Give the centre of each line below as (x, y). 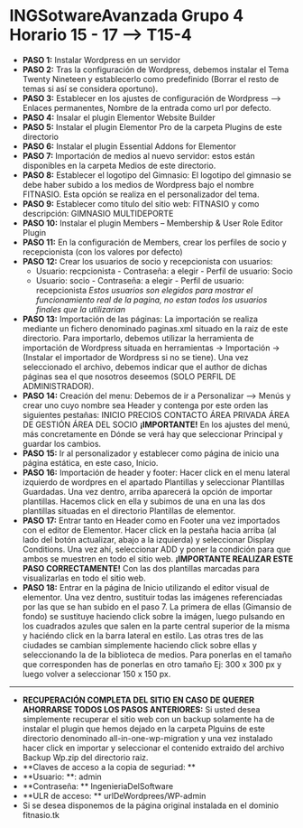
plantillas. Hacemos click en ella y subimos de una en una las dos (144, 501)
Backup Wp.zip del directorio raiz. (85, 757)
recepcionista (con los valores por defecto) (102, 251)
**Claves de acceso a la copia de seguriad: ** (109, 767)
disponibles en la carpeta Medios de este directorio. (119, 165)
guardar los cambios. (62, 443)
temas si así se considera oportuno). (90, 88)
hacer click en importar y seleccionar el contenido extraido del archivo (153, 748)
